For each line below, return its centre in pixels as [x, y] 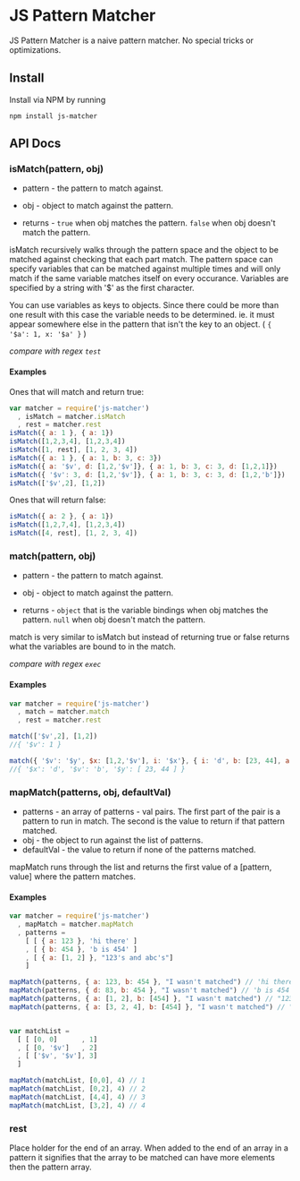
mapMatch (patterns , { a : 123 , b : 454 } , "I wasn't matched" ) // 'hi [139, 982]
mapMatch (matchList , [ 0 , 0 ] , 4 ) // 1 [77, 1081]
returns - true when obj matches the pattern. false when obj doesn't [149, 223]
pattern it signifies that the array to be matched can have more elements [142, 1157]
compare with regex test [55, 351]
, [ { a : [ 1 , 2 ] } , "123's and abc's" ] [100, 958]
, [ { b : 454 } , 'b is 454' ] [82, 949]
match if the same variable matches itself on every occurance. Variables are [149, 278]
